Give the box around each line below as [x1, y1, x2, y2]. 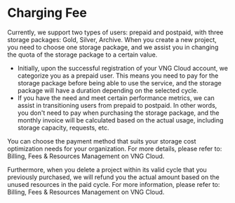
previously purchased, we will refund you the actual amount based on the [7, 173, 220, 181]
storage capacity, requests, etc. [17, 123, 109, 132]
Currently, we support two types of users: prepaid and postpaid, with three [7, 28, 224, 36]
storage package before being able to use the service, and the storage [17, 78, 222, 87]
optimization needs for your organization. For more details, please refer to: [7, 144, 222, 153]
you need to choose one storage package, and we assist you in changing [7, 43, 219, 51]
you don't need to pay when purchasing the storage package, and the [17, 108, 220, 117]
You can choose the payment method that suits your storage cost [7, 136, 196, 145]
